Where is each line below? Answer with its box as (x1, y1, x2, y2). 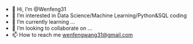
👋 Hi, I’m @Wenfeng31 (11, 6, 67, 12)
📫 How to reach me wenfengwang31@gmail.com (11, 32, 133, 38)
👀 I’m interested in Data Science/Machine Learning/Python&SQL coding (11, 12, 187, 19)
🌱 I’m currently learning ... (11, 18, 75, 25)
